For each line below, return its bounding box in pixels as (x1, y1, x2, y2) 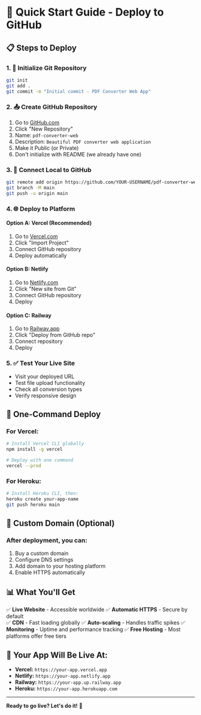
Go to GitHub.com (14, 119, 60, 126)
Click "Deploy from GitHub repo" (14, 331, 96, 339)
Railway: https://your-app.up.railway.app (14, 678, 121, 686)
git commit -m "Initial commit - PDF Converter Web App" (6, 88, 151, 95)
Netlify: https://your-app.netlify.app (14, 672, 111, 679)
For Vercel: (6, 427, 39, 435)
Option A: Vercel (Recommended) (6, 219, 92, 227)
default (6, 613, 24, 620)
